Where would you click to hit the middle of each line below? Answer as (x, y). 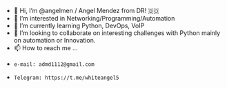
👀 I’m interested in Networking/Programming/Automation (94, 18)
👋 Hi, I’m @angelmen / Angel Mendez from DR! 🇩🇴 (86, 11)
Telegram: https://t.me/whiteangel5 (66, 78)
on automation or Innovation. (55, 40)
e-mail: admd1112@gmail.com (54, 65)
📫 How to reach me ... (46, 48)
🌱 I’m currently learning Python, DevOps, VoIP (79, 25)
